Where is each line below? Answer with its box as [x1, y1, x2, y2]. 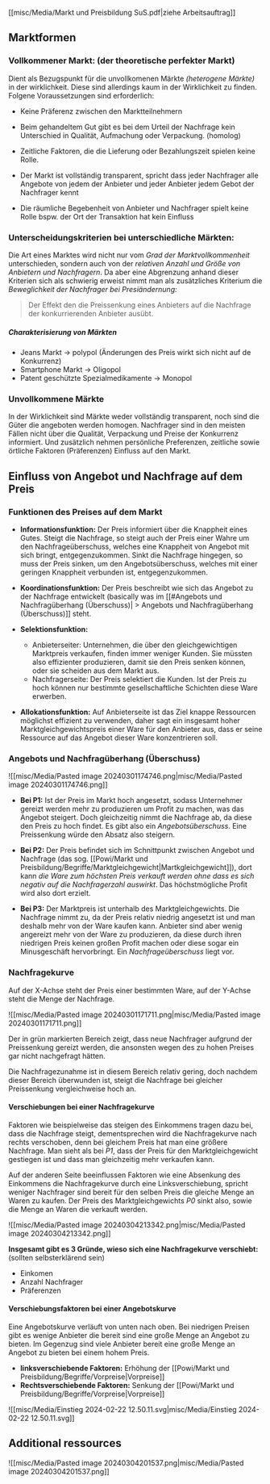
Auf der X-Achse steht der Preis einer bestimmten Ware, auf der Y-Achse [8, 985, 251, 995]
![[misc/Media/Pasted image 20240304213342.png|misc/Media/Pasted [8, 1219, 246, 1230]
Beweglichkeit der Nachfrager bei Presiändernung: [8, 284, 177, 294]
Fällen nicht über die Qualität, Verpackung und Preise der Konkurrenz [8, 428, 239, 439]
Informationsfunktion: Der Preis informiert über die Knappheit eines [19, 525, 248, 534]
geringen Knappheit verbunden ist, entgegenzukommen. [19, 567, 208, 577]
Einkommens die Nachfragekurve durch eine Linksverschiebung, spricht [8, 1178, 248, 1188]
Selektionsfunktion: [19, 624, 89, 633]
